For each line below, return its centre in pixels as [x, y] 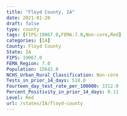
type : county [23, 29]
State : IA [19, 52]
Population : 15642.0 [33, 69]
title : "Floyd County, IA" [41, 12]
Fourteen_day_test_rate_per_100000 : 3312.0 [63, 87]
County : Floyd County [34, 47]
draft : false [23, 23]
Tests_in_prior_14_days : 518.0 [46, 80]
